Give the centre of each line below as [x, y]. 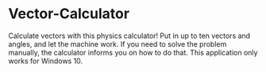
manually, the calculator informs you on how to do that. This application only [133, 52]
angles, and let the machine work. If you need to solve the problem [118, 44]
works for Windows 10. [46, 61]
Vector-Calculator [69, 14]
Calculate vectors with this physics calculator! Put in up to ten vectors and [129, 36]
